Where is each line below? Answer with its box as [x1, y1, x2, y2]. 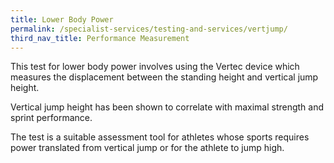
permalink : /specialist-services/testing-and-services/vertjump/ [10, 24, 288, 34]
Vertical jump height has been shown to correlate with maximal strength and [10, 101, 325, 113]
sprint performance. [10, 112, 93, 124]
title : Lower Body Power [10, 14, 114, 25]
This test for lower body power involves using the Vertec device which [10, 61, 300, 73]
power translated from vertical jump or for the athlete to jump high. [10, 142, 285, 154]
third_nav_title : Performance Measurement [10, 33, 190, 43]
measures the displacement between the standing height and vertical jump [10, 71, 319, 83]
